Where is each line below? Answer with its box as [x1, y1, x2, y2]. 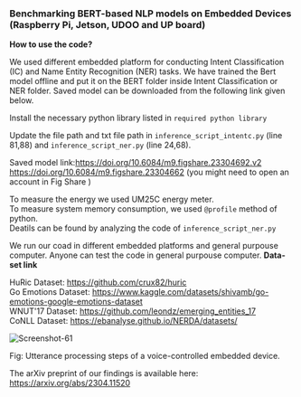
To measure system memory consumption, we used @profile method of [9, 203, 277, 214]
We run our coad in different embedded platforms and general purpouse [9, 241, 278, 251]
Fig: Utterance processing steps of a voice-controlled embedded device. [9, 351, 280, 362]
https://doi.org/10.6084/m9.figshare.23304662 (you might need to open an [9, 166, 289, 178]
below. [9, 95, 34, 106]
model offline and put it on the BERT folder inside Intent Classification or [9, 76, 278, 87]
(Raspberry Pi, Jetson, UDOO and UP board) [9, 18, 206, 31]
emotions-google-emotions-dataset [9, 297, 143, 307]
